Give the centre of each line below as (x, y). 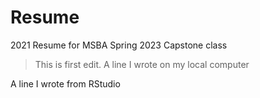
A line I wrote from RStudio (65, 83)
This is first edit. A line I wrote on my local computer (142, 64)
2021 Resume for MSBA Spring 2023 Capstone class (119, 45)
